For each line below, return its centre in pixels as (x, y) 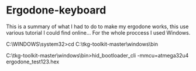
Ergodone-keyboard (56, 10)
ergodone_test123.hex (33, 62)
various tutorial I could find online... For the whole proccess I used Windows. (98, 32)
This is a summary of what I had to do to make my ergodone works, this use (97, 26)
